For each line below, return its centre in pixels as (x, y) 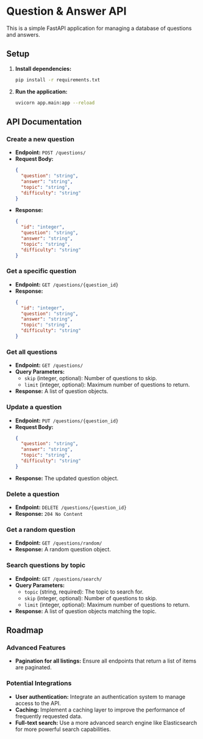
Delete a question (33, 494)
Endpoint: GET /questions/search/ (59, 578)
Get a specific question (41, 271)
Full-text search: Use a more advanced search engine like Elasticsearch (106, 722)
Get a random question (41, 530)
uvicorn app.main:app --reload (55, 103)
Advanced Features (36, 648)
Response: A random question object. (63, 550)
